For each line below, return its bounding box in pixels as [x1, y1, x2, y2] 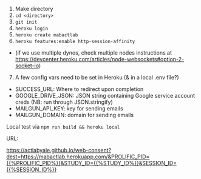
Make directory [15, 5, 53, 12]
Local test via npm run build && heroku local [6, 123, 120, 130]
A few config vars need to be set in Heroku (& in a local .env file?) [15, 74, 179, 81]
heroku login [15, 25, 49, 32]
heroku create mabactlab [15, 32, 78, 38]
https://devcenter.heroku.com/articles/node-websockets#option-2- [15, 56, 185, 62]
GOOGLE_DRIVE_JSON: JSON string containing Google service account [15, 92, 196, 99]
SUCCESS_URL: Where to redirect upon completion [15, 86, 144, 93]
